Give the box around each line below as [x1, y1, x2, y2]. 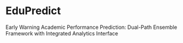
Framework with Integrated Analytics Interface [5, 29, 119, 37]
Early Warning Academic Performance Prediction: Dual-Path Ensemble [5, 24, 178, 31]
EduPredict [5, 4, 61, 18]
